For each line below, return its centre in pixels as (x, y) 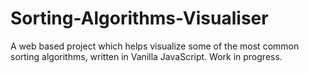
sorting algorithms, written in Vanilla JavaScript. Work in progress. (146, 56)
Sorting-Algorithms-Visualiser (139, 18)
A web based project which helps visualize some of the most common (155, 46)
